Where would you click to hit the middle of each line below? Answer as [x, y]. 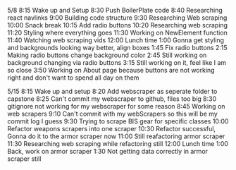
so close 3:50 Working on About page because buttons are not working [111, 70]
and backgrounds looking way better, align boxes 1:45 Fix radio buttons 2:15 [117, 48]
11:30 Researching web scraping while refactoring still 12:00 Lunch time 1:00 [118, 144]
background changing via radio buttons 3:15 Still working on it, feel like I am [117, 62]
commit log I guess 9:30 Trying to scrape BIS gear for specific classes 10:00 [118, 121]
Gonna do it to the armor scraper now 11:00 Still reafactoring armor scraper [116, 136]
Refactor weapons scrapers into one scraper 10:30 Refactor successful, [112, 129]
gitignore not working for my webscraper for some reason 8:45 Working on [116, 106]
